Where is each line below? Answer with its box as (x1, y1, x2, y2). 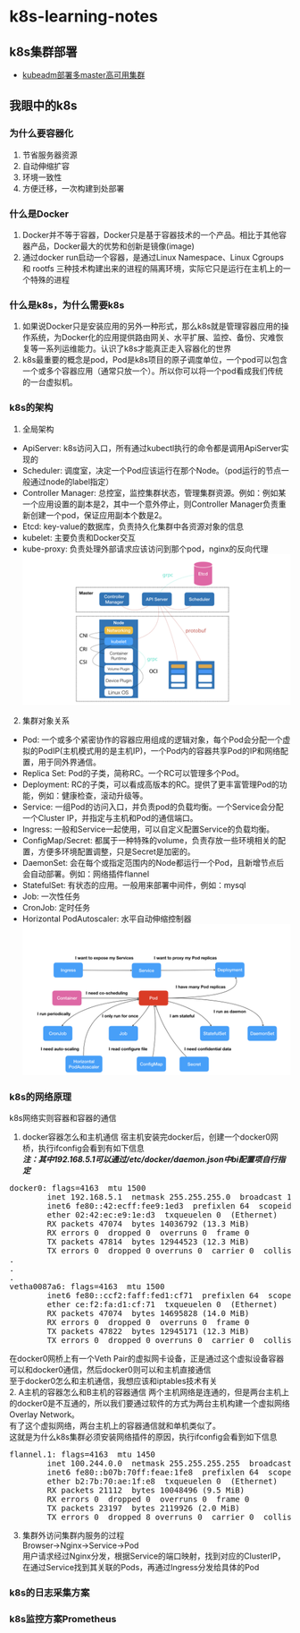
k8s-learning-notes (9, 6, 158, 27)
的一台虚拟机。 (21, 377, 78, 388)
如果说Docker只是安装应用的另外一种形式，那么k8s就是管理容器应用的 (21, 321, 281, 332)
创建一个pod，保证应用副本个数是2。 (29, 509, 167, 520)
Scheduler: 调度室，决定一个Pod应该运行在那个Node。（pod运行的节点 (21, 465, 281, 475)
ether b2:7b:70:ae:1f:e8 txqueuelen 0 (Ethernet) (46, 1476, 279, 1487)
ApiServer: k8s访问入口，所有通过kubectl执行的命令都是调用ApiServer (21, 442, 281, 453)
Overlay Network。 (9, 1409, 80, 1420)
